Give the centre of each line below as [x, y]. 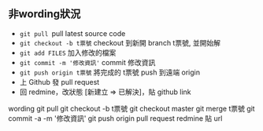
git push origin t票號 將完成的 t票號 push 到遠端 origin [110, 72]
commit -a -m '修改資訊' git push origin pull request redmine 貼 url [115, 118]
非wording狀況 [44, 14]
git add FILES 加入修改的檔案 [68, 53]
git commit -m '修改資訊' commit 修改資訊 [87, 62]
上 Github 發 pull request [59, 82]
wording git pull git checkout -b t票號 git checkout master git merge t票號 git [131, 108]
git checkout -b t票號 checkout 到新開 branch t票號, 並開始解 [120, 42]
